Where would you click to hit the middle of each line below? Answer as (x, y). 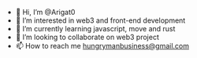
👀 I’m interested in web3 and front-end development (100, 20)
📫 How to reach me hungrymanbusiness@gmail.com (102, 46)
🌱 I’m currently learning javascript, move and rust (95, 29)
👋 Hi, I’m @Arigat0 (45, 12)
